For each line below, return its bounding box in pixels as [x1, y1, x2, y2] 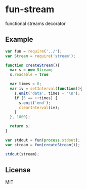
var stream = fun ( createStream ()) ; [5, 142, 80, 147]
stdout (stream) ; [5, 151, 39, 156]
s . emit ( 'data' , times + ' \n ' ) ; [14, 91, 80, 96]
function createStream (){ [5, 63, 60, 68]
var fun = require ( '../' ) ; [5, 48, 62, 54]
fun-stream [5, 4, 55, 15]
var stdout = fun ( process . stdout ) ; [5, 138, 80, 143]
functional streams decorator [5, 20, 66, 26]
